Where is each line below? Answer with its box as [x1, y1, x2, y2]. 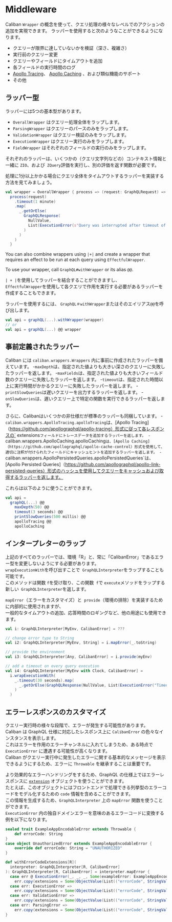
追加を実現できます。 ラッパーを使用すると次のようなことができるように [5, 27, 159, 34]
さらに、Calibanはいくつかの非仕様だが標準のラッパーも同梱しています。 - [5, 413, 163, 419]
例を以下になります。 [5, 816, 50, 823]
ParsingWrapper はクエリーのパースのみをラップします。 [12, 125, 131, 131]
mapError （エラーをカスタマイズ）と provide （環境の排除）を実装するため [5, 596, 163, 603]
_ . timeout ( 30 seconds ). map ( [14, 678, 74, 683]
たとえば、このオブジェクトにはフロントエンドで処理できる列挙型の [5, 784, 149, 790]
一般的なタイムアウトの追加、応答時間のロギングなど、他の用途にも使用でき [5, 609, 167, 616]
